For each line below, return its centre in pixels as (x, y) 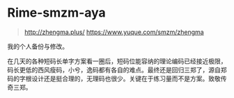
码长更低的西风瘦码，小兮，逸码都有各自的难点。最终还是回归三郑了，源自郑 (117, 70)
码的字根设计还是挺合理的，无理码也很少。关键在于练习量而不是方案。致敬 (114, 79)
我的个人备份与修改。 (38, 46)
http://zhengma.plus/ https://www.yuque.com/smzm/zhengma (114, 32)
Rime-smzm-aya (56, 13)
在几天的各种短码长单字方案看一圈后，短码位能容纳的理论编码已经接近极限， (117, 61)
